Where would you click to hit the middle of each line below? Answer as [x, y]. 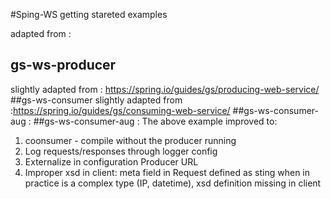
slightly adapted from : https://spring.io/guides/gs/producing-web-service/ [165, 89]
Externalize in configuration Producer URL [111, 161]
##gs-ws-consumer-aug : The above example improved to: [155, 121]
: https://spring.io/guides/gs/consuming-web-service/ [120, 110]
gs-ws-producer [63, 65]
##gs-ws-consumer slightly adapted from [96, 100]
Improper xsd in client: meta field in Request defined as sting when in [167, 172]
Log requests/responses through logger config [121, 151]
